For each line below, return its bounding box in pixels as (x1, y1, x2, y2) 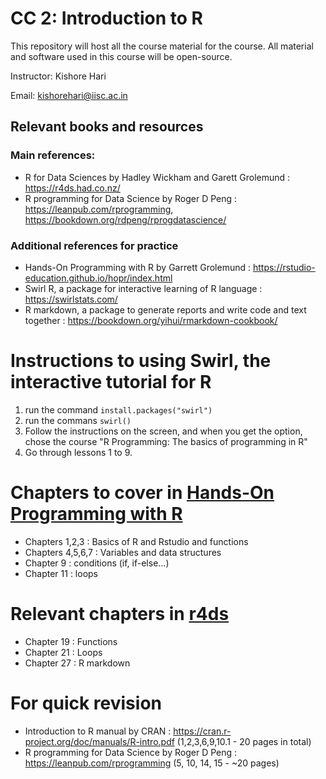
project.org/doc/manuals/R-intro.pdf (24, 735, 175, 747)
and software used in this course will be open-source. (10, 50, 233, 62)
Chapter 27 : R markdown (24, 657, 131, 669)
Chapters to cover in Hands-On (10, 482, 275, 504)
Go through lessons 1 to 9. (24, 446, 133, 458)
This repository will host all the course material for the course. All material (10, 40, 314, 52)
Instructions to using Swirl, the (10, 350, 272, 372)
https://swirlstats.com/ (24, 293, 118, 305)
